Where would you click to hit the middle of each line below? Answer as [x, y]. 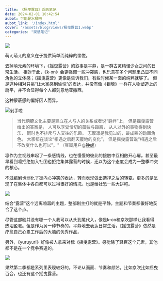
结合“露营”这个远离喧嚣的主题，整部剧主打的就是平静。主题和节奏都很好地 [79, 203]
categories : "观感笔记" [27, 32]
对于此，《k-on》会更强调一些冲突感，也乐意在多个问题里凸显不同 [93, 72]
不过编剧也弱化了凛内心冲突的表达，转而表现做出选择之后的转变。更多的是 [79, 178]
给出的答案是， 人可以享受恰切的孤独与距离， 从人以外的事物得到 [82, 127]
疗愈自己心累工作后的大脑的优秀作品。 [43, 232]
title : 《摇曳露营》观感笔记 [31, 9]
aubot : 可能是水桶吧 [24, 18]
